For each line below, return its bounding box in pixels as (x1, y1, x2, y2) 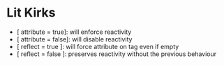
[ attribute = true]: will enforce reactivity (16, 28, 132, 36)
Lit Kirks (6, 5, 56, 21)
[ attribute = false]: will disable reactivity (16, 35, 133, 43)
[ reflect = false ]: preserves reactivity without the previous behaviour (16, 50, 217, 58)
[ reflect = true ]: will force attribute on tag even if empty (16, 42, 179, 50)
